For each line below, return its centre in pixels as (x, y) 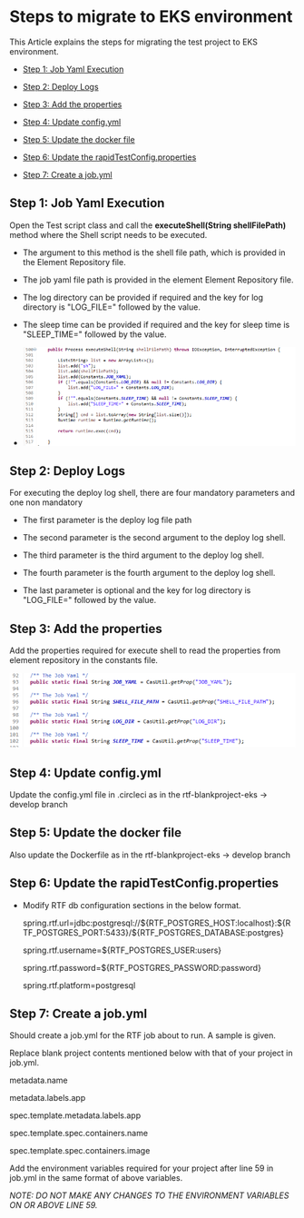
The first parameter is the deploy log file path (107, 520)
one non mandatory (46, 502)
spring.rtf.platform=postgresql (79, 985)
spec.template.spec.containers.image (80, 1151)
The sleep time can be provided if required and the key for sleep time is (156, 324)
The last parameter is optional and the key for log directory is (137, 590)
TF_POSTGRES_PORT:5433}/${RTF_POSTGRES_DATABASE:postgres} (153, 932)
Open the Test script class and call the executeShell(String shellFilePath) (148, 225)
